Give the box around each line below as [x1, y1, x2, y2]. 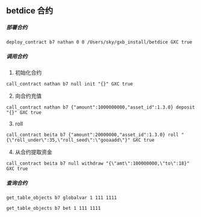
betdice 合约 [6, 5, 54, 16]
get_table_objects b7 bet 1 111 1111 [6, 206, 101, 212]
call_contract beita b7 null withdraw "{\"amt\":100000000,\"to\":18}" [6, 160, 190, 167]
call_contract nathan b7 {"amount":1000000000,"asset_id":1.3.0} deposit [6, 104, 196, 110]
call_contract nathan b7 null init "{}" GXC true [6, 81, 134, 87]
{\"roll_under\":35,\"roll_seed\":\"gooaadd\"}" [6, 137, 131, 143]
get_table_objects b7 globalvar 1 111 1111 [6, 195, 117, 201]
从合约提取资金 [14, 148, 52, 156]
